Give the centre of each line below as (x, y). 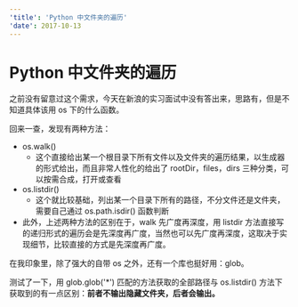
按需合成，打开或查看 (82, 180)
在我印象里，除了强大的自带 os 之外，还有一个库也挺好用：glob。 (129, 263)
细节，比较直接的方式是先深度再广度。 (100, 245)
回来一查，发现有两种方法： (60, 129)
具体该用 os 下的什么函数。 (74, 110)
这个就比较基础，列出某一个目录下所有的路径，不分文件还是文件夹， (160, 200)
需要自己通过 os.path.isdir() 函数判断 (102, 211)
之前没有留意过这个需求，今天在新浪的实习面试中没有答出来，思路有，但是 (145, 99)
